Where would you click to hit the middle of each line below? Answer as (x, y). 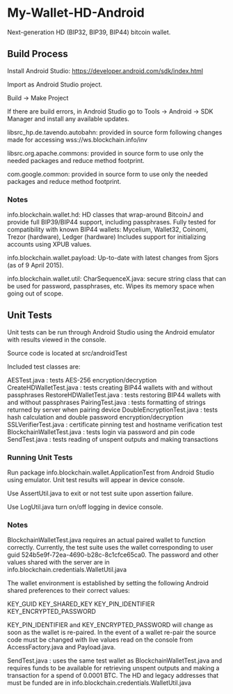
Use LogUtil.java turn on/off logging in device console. (85, 507)
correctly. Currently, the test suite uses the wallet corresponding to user (110, 548)
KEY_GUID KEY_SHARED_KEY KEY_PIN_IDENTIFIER (81, 604)
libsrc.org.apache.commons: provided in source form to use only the (105, 153)
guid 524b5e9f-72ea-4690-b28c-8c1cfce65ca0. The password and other (113, 555)
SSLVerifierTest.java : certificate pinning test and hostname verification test (115, 424)
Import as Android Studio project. (55, 84)
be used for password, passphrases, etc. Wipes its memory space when (111, 286)
